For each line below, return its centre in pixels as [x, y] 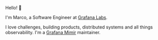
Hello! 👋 [14, 8]
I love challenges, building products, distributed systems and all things [79, 27]
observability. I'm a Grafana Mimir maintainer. [53, 32]
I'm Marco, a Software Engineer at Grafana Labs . [57, 17]
